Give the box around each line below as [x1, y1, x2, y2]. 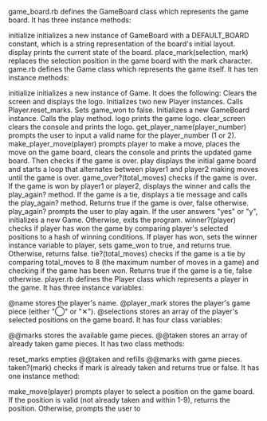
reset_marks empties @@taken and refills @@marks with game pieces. [8, 354, 242, 364]
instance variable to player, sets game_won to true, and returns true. [8, 240, 233, 250]
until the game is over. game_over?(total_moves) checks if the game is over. [8, 173, 257, 182]
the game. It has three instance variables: [8, 283, 144, 292]
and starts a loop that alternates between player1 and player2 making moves [8, 165, 259, 173]
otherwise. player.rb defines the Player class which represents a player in [8, 275, 249, 283]
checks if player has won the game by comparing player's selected [8, 224, 229, 233]
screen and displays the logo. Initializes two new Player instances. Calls [8, 97, 243, 106]
